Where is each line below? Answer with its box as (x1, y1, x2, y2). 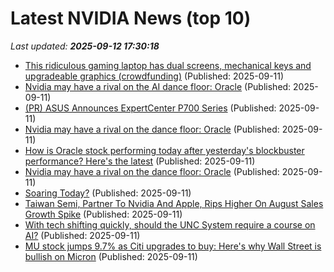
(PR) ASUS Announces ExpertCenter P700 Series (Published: (24, 102, 277, 114)
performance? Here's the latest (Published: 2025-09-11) (24, 155, 256, 167)
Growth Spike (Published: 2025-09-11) (24, 208, 183, 220)
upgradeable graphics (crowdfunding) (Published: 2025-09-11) (24, 70, 285, 82)
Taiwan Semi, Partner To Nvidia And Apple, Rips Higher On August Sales (24, 197, 324, 209)
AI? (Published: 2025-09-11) (24, 229, 141, 241)
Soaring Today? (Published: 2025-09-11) (24, 187, 192, 199)
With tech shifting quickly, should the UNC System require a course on (24, 218, 316, 231)
